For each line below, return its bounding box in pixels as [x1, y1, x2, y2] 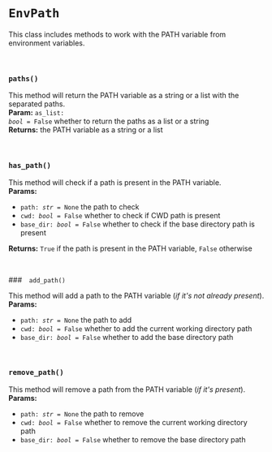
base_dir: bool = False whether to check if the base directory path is [19, 219, 256, 229]
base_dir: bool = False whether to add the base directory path [19, 332, 234, 342]
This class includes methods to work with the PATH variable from [8, 29, 227, 39]
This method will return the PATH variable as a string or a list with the [8, 91, 240, 101]
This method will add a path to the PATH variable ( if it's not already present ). [8, 291, 265, 300]
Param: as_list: [8, 108, 65, 118]
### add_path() [8, 274, 67, 285]
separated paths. [8, 99, 66, 109]
